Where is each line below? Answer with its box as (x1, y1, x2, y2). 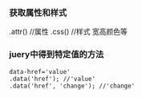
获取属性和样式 (9, 6, 67, 18)
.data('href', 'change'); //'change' (9, 82, 136, 90)
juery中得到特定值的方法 (9, 49, 104, 60)
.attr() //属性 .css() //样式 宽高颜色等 (9, 27, 128, 37)
